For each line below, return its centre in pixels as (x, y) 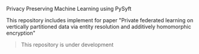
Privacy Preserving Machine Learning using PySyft (69, 9)
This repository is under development (67, 45)
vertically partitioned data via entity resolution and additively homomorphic (99, 27)
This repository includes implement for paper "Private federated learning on (100, 20)
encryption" (21, 33)
